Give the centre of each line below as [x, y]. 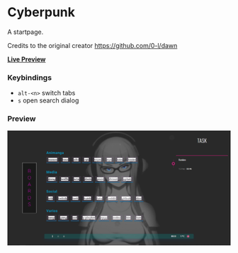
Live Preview [27, 59]
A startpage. [25, 32]
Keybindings [29, 77]
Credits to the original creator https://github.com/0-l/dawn [92, 45]
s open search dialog [48, 100]
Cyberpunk [41, 12]
